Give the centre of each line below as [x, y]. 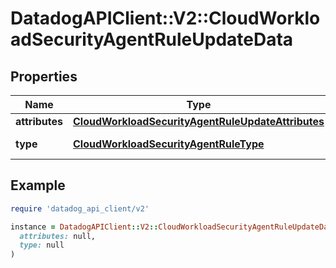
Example [38, 185]
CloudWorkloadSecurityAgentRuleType [169, 144]
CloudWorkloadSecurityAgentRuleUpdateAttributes [199, 121]
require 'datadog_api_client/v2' [80, 208]
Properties [44, 76]
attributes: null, [58, 236]
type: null [42, 245]
